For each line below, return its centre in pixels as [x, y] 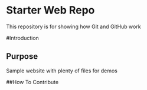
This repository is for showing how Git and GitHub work [73, 26]
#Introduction [23, 38]
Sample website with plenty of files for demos [62, 71]
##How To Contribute [32, 82]
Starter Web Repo [50, 10]
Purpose [22, 56]
